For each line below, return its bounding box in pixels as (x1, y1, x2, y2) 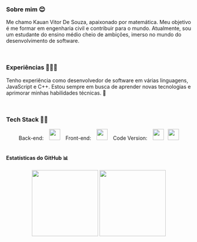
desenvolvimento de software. (6, 38, 80, 45)
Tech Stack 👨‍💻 (6, 115, 48, 123)
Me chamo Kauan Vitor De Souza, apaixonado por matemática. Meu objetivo (6, 19, 191, 26)
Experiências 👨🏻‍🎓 (6, 63, 58, 72)
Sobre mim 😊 (6, 5, 46, 14)
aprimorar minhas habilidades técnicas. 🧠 (6, 89, 106, 96)
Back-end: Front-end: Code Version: (18, 135, 148, 142)
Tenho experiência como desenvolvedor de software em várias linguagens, (6, 76, 188, 84)
